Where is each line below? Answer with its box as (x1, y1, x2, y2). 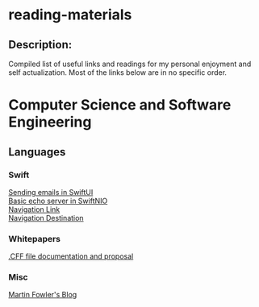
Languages (8, 145, 66, 159)
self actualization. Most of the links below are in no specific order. (8, 68, 228, 77)
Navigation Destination (8, 213, 84, 222)
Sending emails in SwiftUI (8, 187, 94, 197)
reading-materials (8, 6, 132, 24)
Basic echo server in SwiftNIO (8, 196, 108, 205)
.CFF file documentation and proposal (8, 251, 134, 261)
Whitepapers (8, 233, 61, 244)
